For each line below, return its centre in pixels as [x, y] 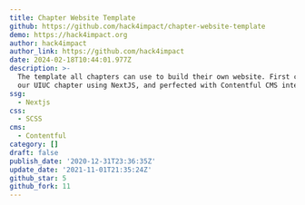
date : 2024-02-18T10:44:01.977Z [70, 60]
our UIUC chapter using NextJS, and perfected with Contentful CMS [148, 85]
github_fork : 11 [40, 187]
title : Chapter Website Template [73, 18]
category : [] [34, 144]
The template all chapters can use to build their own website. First [154, 77]
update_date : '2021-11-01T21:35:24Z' [81, 170]
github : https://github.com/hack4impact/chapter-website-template [138, 26]
